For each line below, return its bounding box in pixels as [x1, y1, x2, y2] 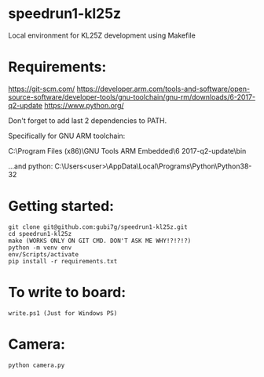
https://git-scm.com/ [8, 84, 75, 93]
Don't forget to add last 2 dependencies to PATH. [8, 115, 167, 125]
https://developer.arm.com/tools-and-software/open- [76, 84, 250, 93]
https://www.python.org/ [44, 100, 124, 110]
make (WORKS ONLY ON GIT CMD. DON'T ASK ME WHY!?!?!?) [8, 237, 192, 245]
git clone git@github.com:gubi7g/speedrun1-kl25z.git [8, 223, 189, 231]
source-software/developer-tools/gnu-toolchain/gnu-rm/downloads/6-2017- [8, 92, 256, 102]
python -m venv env [8, 244, 72, 252]
